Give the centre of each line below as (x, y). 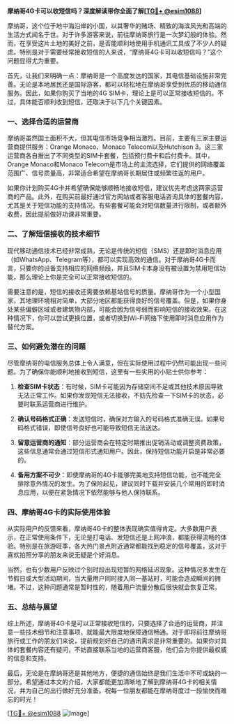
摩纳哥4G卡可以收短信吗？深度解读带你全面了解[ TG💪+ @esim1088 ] (104, 11)
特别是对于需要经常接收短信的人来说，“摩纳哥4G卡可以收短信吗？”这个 (121, 52)
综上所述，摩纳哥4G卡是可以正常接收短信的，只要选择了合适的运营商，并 (112, 623)
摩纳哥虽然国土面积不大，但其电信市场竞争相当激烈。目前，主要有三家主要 (114, 138)
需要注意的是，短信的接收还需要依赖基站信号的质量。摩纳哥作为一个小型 (111, 291)
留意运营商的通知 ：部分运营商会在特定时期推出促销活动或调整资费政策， (121, 442)
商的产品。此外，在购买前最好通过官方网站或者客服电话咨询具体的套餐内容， (117, 197)
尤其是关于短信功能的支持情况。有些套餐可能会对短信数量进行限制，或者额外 (117, 205)
